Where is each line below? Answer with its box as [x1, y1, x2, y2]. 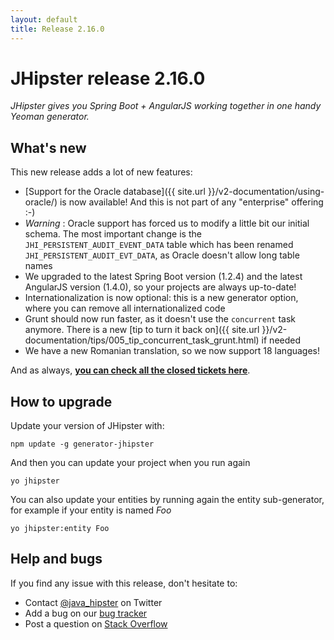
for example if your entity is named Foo [10, 504, 172, 516]
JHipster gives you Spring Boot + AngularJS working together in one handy [10, 100, 322, 112]
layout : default [10, 14, 78, 25]
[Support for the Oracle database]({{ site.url [24, 186, 206, 198]
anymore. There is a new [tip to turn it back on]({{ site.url [24, 324, 260, 336]
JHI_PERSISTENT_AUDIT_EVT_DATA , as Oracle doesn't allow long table [24, 249, 300, 261]
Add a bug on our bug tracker [24, 607, 148, 619]
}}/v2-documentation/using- [207, 186, 325, 198]
